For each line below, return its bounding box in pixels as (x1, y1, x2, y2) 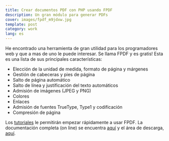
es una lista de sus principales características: (5, 56, 102, 62)
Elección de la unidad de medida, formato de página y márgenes (12, 66, 149, 72)
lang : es (5, 31, 24, 36)
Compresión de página (12, 109, 61, 115)
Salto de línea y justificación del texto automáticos (12, 82, 119, 88)
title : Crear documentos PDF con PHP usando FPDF (5, 7, 113, 13)
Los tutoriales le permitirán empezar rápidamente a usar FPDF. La (5, 120, 143, 125)
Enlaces (12, 99, 30, 105)
